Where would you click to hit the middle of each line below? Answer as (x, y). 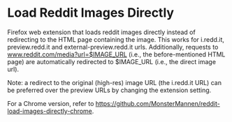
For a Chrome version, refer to (51, 103)
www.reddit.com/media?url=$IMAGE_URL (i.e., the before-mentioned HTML (116, 54)
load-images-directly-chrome (50, 111)
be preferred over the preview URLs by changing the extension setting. (109, 90)
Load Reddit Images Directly (91, 13)
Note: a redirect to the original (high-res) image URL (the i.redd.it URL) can (115, 82)
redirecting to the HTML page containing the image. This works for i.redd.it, (116, 39)
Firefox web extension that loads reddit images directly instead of (101, 32)
